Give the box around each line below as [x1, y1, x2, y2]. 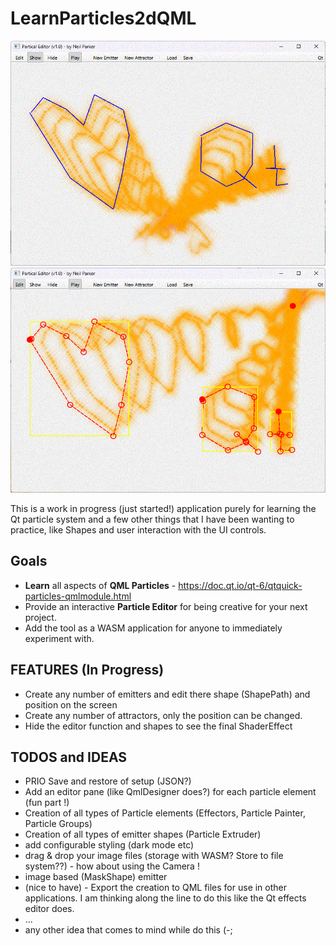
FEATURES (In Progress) [10, 662, 165, 679]
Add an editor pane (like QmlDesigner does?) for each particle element [24, 786, 317, 798]
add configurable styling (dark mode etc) [24, 839, 195, 851]
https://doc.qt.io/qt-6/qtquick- [178, 579, 303, 591]
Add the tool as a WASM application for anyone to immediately [24, 622, 283, 634]
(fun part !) [24, 797, 70, 809]
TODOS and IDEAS [10, 748, 128, 766]
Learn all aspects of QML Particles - [24, 579, 177, 591]
